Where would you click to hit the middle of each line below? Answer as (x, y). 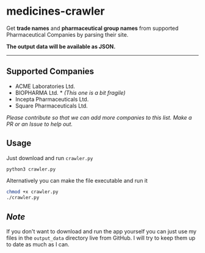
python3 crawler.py (31, 169)
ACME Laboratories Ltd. (45, 86)
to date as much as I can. (38, 244)
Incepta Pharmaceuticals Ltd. (52, 99)
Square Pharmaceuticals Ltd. (52, 106)
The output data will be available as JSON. (61, 46)
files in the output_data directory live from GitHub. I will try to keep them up (101, 238)
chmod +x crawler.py (33, 192)
